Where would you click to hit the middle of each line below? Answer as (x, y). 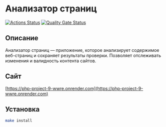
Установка (22, 109)
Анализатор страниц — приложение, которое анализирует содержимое (82, 50)
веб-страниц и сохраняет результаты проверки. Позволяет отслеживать (83, 55)
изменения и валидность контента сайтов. (51, 61)
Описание (22, 38)
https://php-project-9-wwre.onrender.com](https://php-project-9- (75, 88)
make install (19, 121)
